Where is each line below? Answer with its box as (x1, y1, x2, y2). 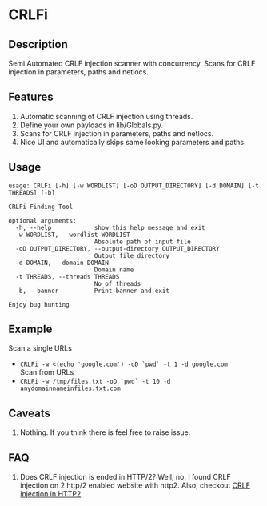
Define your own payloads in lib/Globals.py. (19, 120, 164, 130)
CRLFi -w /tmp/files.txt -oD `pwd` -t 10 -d (19, 378, 171, 386)
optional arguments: (8, 216, 78, 225)
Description (8, 38, 68, 51)
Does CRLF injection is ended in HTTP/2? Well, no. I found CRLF (19, 472, 231, 482)
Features (8, 90, 54, 104)
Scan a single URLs (8, 343, 72, 353)
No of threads (94, 279, 141, 287)
